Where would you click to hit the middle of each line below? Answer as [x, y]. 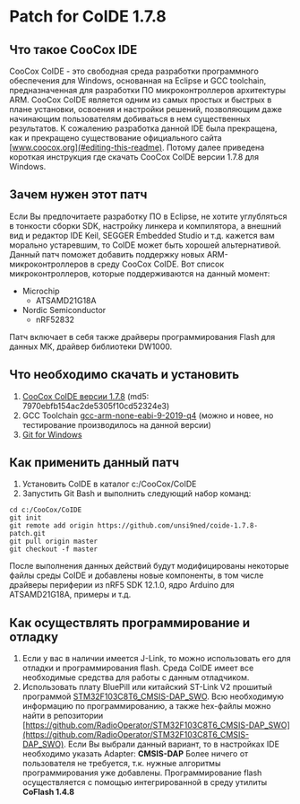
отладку [34, 637]
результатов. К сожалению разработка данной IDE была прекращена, [143, 128]
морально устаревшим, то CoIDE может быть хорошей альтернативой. [146, 245]
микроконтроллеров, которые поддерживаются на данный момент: [140, 273]
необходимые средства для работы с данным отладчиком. [136, 677]
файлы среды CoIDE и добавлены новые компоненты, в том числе [137, 575]
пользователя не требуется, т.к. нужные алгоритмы [121, 764]
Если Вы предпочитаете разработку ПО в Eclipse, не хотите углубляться [148, 216]
